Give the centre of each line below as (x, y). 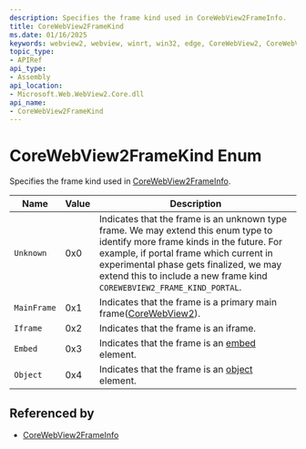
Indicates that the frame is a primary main (188, 302)
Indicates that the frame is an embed (178, 343)
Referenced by (52, 413)
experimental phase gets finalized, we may (190, 265)
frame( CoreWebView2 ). (150, 313)
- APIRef (26, 60)
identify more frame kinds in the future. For (190, 242)
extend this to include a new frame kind (183, 276)
